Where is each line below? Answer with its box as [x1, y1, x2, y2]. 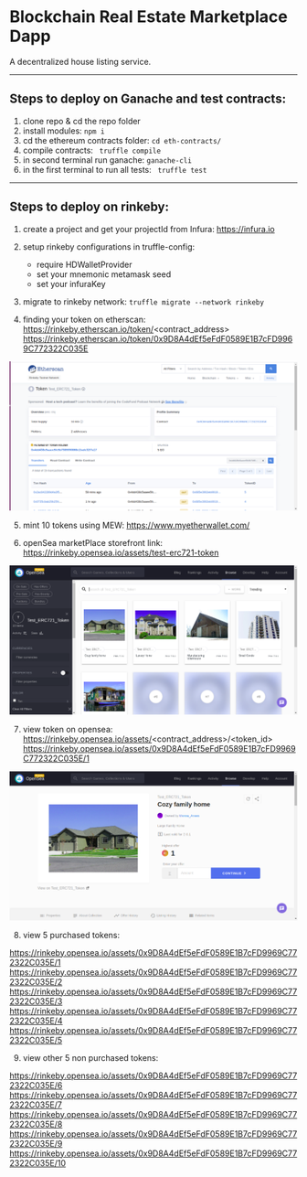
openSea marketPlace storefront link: [22, 537, 163, 548]
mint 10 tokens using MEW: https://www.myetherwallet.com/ [22, 519, 250, 530]
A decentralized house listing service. [9, 56, 152, 67]
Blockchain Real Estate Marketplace [9, 6, 288, 27]
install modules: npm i [22, 125, 105, 136]
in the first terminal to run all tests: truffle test [22, 164, 207, 175]
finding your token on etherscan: [22, 314, 146, 325]
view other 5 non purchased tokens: [22, 1052, 159, 1063]
